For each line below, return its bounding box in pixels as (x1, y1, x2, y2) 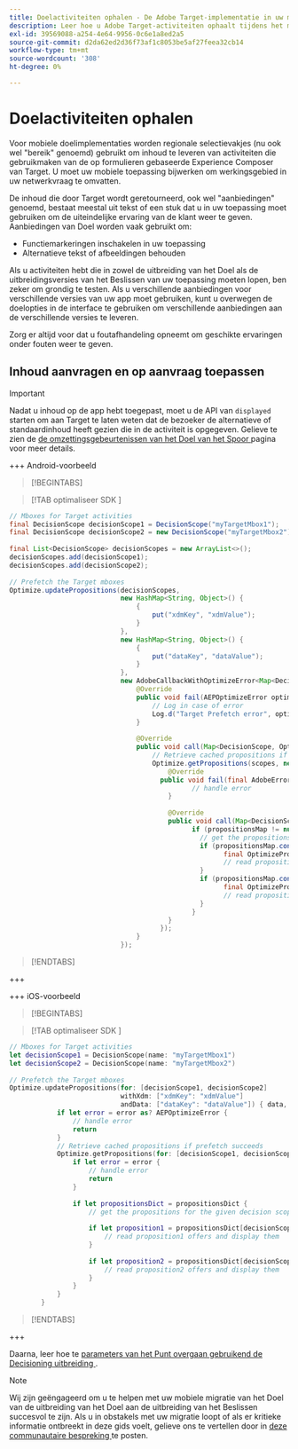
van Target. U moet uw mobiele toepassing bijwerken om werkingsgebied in (9, 166, 287, 177)
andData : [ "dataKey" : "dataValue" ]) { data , (120, 1100, 288, 1109)
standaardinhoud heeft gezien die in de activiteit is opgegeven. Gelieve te (9, 423, 278, 435)
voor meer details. (9, 443, 75, 453)
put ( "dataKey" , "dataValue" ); (152, 651, 264, 661)
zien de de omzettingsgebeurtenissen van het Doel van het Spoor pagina (9, 433, 277, 444)
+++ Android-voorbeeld (9, 460, 97, 470)
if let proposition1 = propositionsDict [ (88, 1224, 244, 1233)
